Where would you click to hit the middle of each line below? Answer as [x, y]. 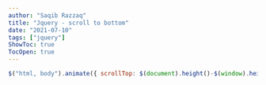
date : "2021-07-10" [40, 30]
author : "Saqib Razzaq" [47, 15]
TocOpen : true [32, 52]
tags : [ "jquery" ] [37, 37]
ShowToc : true [32, 45]
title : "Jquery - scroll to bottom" [68, 23]
